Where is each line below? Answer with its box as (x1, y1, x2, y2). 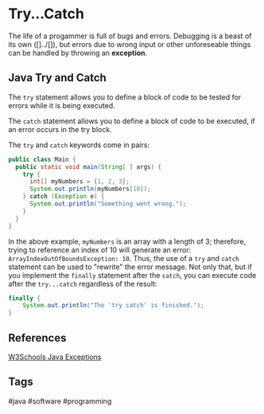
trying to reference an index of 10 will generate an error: (8, 244, 192, 255)
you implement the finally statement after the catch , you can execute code (8, 270, 257, 279)
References (8, 331, 67, 345)
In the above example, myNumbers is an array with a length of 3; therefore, (8, 236, 247, 246)
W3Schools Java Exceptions (8, 352, 102, 361)
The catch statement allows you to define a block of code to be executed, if (8, 116, 256, 126)
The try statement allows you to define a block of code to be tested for (8, 92, 242, 102)
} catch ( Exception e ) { (22, 193, 105, 201)
